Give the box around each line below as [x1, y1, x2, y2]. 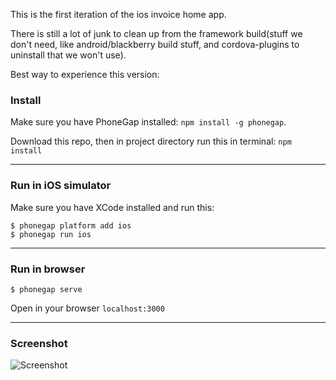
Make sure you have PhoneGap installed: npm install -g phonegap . [10, 116, 287, 128]
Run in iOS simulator [10, 179, 112, 193]
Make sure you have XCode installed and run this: [10, 201, 215, 213]
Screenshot [10, 336, 68, 350]
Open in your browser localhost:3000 [10, 302, 165, 314]
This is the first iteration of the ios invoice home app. [10, 9, 227, 20]
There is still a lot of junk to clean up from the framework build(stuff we [10, 28, 303, 39]
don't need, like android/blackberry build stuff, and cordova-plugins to [10, 39, 300, 50]
